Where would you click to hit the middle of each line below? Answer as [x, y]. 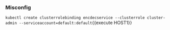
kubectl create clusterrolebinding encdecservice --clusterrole [75, 18]
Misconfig [18, 7]
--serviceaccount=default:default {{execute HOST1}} [75, 23]
